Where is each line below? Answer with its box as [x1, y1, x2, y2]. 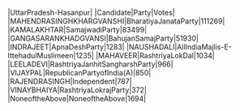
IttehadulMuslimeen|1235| [7, 51, 94, 60]
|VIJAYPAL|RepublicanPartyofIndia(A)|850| [7, 68, 152, 77]
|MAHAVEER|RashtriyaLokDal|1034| [95, 51, 216, 60]
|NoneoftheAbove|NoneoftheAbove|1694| [7, 94, 147, 103]
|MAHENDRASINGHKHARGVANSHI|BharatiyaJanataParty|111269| [7, 16, 225, 26]
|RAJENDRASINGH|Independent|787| [7, 77, 132, 86]
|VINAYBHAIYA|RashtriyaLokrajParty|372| [7, 85, 148, 95]
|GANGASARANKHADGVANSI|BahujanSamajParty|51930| [7, 33, 199, 43]
